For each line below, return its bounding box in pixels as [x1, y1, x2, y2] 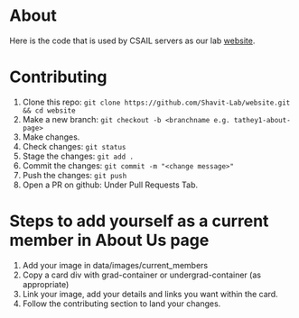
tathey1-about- [233, 115, 291, 124]
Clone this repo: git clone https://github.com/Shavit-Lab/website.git [22, 96, 291, 107]
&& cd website [22, 105, 76, 115]
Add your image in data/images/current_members [22, 259, 209, 270]
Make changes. [22, 132, 80, 142]
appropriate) [22, 278, 70, 289]
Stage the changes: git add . [22, 150, 134, 161]
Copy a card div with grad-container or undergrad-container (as [22, 269, 262, 280]
